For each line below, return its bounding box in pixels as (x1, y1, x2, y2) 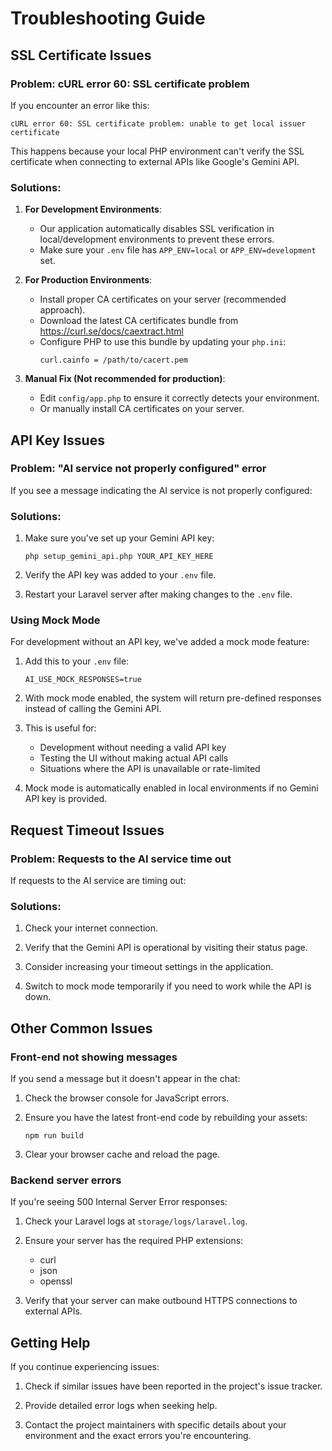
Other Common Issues (10, 1020, 153, 1037)
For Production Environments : (24, 274, 153, 286)
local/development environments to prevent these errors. (39, 233, 275, 246)
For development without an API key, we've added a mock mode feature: (10, 636, 310, 648)
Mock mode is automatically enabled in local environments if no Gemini (24, 782, 319, 794)
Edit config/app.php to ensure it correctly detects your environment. (39, 392, 320, 404)
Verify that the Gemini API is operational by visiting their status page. (24, 942, 308, 954)
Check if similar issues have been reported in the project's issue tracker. (24, 1380, 323, 1392)
